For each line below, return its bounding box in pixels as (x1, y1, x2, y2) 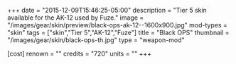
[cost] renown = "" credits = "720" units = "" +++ (7, 49, 151, 58)
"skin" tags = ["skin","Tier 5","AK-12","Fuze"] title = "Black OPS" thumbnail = (7, 28, 230, 37)
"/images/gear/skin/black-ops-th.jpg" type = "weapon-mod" (7, 36, 185, 44)
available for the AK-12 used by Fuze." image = (7, 13, 144, 22)
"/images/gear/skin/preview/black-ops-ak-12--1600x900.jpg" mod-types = (7, 21, 227, 29)
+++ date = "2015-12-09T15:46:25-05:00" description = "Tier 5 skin (7, 6, 208, 14)
